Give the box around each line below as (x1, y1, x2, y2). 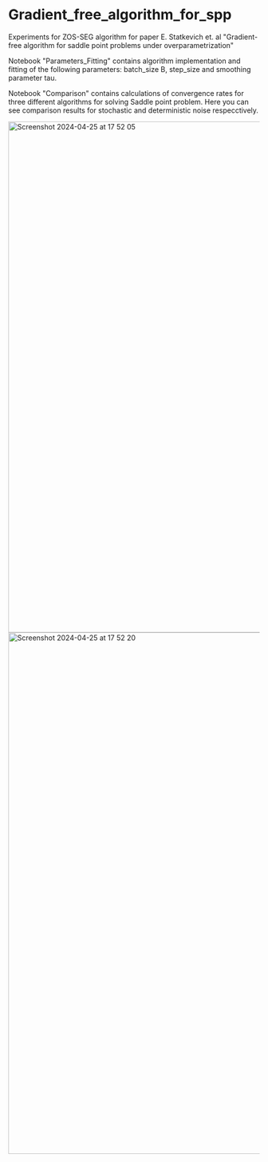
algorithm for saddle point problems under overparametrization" (23, 40, 234, 50)
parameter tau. (8, 73, 57, 82)
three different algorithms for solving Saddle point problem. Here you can (8, 97, 249, 106)
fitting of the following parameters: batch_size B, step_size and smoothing (8, 64, 251, 74)
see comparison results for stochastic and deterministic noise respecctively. (8, 105, 259, 115)
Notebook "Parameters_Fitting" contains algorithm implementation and (8, 56, 241, 66)
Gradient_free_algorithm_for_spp (8, 6, 232, 24)
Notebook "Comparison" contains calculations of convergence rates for (8, 88, 245, 97)
